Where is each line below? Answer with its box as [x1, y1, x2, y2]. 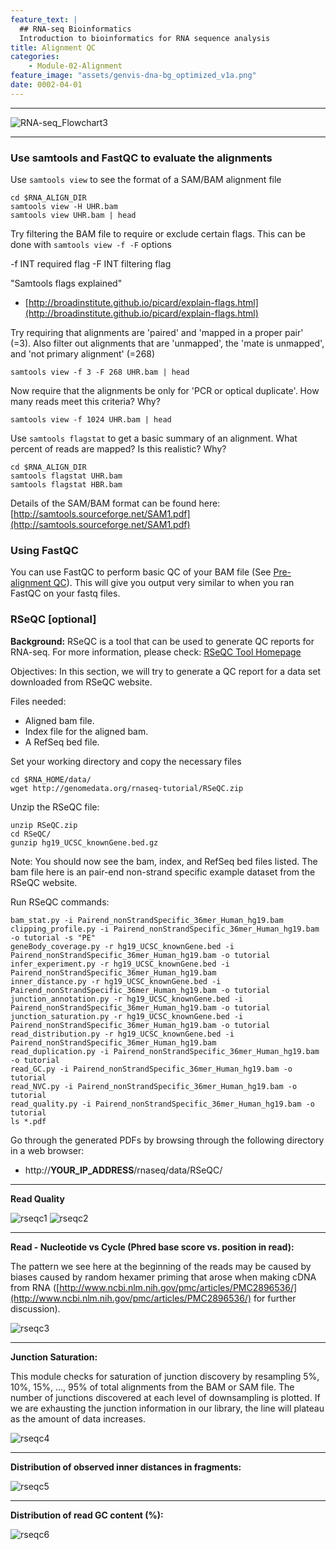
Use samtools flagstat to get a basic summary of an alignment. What [10, 432, 298, 445]
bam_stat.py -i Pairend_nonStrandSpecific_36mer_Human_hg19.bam [10, 915, 284, 925]
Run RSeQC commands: [10, 896, 110, 908]
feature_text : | [10, 14, 78, 25]
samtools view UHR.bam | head [10, 211, 137, 221]
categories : [10, 52, 60, 62]
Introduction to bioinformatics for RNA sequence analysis [19, 33, 271, 43]
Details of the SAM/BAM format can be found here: [10, 497, 221, 510]
